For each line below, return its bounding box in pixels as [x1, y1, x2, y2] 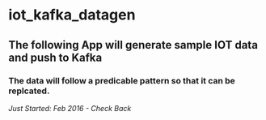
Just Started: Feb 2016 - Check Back [8, 103, 132, 113]
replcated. [8, 85, 50, 96]
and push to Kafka [8, 50, 103, 64]
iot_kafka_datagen [8, 6, 136, 24]
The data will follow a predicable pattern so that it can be [8, 75, 236, 86]
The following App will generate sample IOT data [8, 38, 259, 52]
